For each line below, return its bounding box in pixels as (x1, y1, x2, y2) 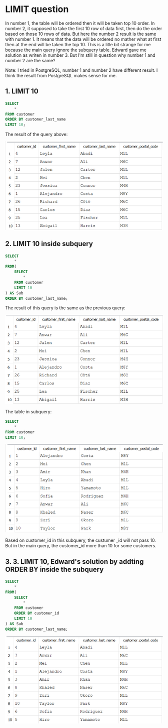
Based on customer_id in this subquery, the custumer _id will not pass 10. (5, 537, 156, 543)
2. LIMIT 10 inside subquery (5, 239, 93, 248)
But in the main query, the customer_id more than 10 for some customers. (5, 543, 156, 549)
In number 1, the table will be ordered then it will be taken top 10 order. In (5, 20, 155, 26)
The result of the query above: (5, 132, 68, 138)
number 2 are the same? (5, 57, 56, 63)
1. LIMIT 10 (5, 87, 38, 96)
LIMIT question (5, 4, 69, 15)
